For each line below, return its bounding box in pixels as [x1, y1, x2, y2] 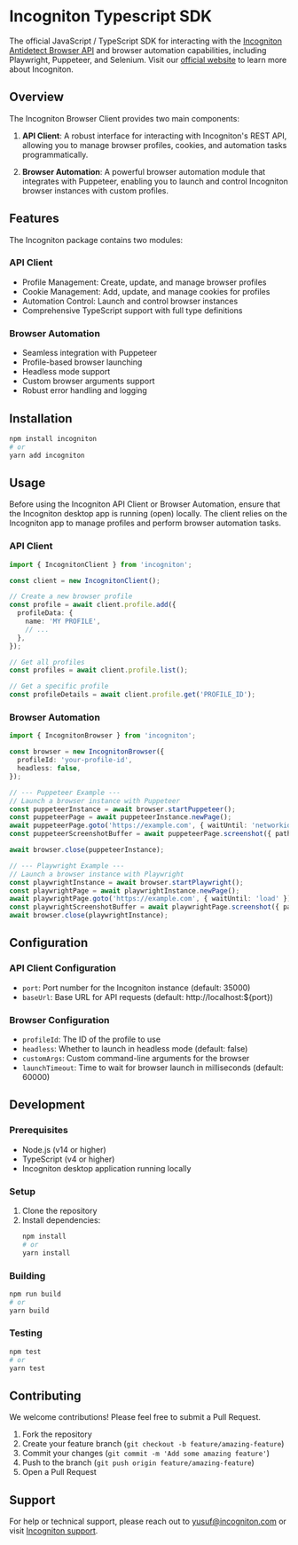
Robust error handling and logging [21, 385, 148, 396]
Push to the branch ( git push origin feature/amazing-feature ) [21, 1457, 255, 1468]
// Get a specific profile [9, 682, 109, 691]
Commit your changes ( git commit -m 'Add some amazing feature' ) [21, 1448, 271, 1459]
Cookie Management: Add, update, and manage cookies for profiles [21, 286, 271, 296]
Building [9, 1269, 46, 1281]
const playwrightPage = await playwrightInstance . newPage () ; [9, 886, 240, 895]
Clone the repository [21, 1205, 98, 1216]
